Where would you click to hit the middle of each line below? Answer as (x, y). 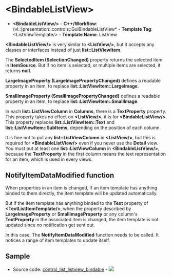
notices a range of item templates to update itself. (58, 240)
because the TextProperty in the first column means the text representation (85, 154)
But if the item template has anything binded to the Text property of (77, 203)
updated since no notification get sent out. (50, 225)
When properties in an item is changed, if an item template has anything (81, 187)
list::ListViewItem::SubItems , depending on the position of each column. (83, 127)
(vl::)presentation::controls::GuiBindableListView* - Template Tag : (83, 29)
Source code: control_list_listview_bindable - (60, 269)
